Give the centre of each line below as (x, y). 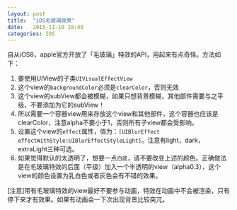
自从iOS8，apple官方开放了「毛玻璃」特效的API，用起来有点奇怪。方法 (111, 54)
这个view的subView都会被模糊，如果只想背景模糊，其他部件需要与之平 (121, 96)
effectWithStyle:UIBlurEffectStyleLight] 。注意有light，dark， (111, 140)
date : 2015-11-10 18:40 (45, 27)
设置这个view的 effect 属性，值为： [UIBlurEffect (89, 132)
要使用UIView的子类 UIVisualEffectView (75, 78)
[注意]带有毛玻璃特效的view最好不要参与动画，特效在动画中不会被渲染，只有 (118, 191)
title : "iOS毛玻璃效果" (41, 21)
